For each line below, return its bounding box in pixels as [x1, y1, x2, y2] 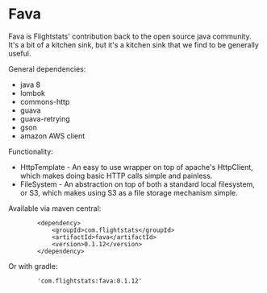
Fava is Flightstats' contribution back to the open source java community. [8, 31, 252, 41]
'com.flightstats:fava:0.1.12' [37, 277, 143, 285]
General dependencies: [8, 64, 86, 73]
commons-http [19, 97, 70, 106]
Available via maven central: [8, 203, 102, 213]
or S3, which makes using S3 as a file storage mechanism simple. [19, 188, 238, 197]
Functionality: [8, 146, 54, 156]
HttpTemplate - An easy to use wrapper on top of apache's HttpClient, [19, 162, 254, 171]
